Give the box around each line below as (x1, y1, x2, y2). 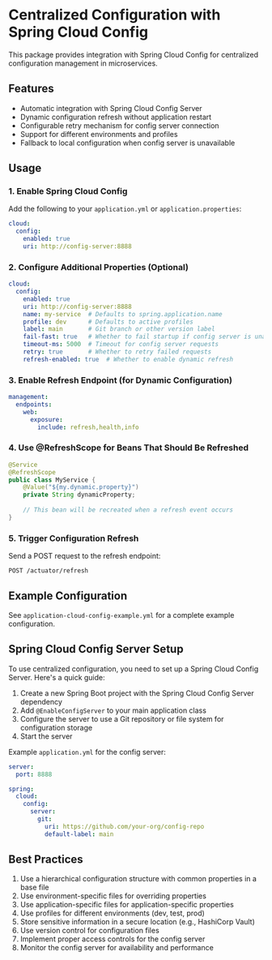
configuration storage (19, 722, 93, 732)
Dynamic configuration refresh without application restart (19, 112, 212, 122)
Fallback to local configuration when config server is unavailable (19, 138, 236, 148)
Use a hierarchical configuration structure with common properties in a (19, 874, 257, 884)
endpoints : (15, 401, 53, 409)
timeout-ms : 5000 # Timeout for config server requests (23, 341, 219, 349)
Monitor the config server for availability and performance (19, 943, 215, 953)
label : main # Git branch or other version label (23, 325, 216, 333)
